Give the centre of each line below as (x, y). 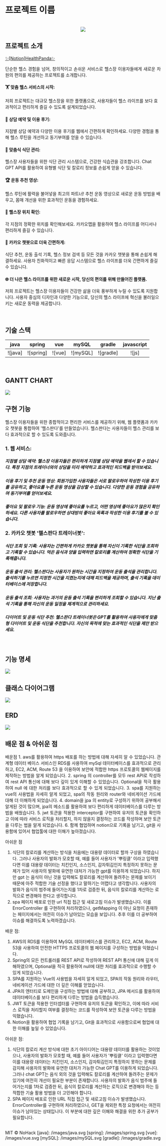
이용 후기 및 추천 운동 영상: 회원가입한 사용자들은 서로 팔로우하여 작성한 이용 (77, 481)
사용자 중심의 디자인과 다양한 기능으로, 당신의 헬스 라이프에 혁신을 (79, 297)
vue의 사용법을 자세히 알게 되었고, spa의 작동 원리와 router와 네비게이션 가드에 (83, 794)
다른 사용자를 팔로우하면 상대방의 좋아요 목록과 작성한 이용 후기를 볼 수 (86, 513)
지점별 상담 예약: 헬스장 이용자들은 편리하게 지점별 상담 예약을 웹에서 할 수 (75, 461)
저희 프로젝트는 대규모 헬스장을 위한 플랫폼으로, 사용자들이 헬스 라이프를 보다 (79, 101)
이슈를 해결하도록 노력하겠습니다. (44, 920)
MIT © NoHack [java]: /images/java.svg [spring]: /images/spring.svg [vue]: (82, 1133)
